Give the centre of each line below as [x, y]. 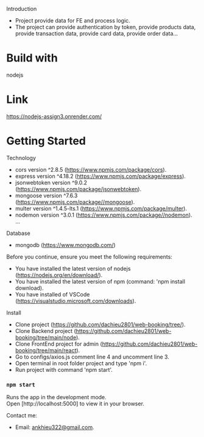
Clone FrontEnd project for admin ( [58, 344]
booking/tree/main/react [46, 350]
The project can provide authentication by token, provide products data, [105, 27]
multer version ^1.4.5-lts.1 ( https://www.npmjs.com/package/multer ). [101, 208]
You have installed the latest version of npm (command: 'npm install [100, 281]
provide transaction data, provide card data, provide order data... [97, 33]
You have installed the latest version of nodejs [73, 268]
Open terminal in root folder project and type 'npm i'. [81, 363]
